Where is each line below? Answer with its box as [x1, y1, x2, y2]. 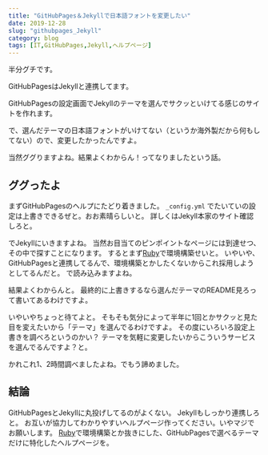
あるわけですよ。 [35, 295, 93, 304]
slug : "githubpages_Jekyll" [8, 26, 102, 34]
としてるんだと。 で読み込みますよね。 [8, 268, 137, 277]
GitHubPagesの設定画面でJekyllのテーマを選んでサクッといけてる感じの [8, 99, 246, 108]
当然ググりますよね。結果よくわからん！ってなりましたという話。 [8, 153, 226, 163]
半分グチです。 [8, 65, 58, 74]
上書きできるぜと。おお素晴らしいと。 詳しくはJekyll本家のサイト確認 [22, 211, 254, 220]
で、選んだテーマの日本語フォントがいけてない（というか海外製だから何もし [8, 126, 261, 135]
